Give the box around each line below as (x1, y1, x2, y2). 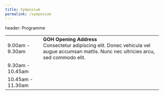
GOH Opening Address (43, 36, 98, 43)
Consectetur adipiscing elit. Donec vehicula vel (43, 42, 151, 48)
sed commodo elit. (43, 54, 86, 61)
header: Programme (5, 25, 45, 31)
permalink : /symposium (5, 12, 51, 16)
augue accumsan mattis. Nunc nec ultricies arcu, (43, 48, 155, 55)
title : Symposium (5, 7, 41, 12)
